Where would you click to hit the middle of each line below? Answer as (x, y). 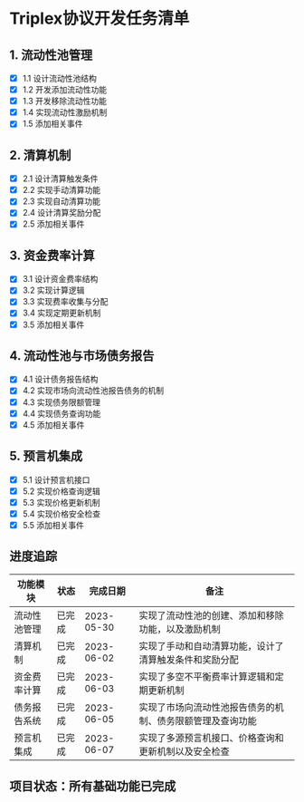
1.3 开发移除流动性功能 (64, 101)
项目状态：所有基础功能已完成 (93, 786)
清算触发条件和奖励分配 (189, 660)
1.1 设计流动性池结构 (59, 78)
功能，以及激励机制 (180, 629)
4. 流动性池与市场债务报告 (82, 356)
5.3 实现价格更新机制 (61, 502)
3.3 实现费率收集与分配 (65, 302)
